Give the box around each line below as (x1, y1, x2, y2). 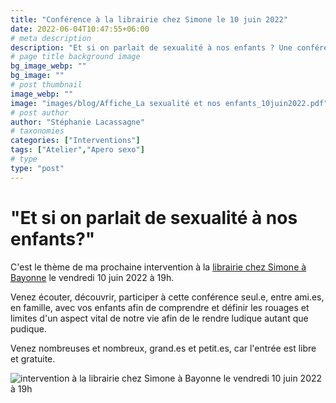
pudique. (10, 322, 47, 335)
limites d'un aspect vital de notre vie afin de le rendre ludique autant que (10, 312, 309, 324)
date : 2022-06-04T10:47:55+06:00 (10, 24, 150, 34)
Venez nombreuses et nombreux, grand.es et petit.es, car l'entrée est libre (10, 342, 317, 354)
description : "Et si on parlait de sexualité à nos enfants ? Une (10, 42, 293, 53)
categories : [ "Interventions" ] (10, 136, 141, 146)
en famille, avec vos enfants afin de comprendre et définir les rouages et (10, 301, 310, 313)
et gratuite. (10, 352, 56, 365)
